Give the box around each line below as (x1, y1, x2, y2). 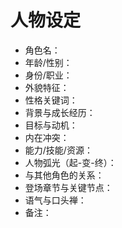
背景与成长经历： (24, 106, 96, 118)
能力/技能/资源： (24, 144, 93, 156)
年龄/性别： (24, 56, 73, 68)
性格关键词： (24, 94, 78, 106)
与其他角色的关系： (24, 169, 105, 181)
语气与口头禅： (24, 194, 87, 206)
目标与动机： (24, 119, 78, 131)
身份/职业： (24, 69, 73, 81)
